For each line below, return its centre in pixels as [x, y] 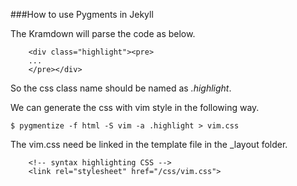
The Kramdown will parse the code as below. [103, 33]
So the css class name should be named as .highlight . [121, 88]
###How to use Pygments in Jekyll [82, 14]
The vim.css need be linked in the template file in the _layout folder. [149, 144]
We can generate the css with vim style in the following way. [135, 107]
